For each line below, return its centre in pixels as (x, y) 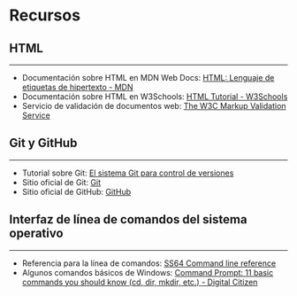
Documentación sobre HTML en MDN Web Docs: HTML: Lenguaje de (148, 78)
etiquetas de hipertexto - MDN (78, 87)
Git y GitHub (43, 143)
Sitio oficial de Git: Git (61, 182)
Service (36, 115)
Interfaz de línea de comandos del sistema (128, 219)
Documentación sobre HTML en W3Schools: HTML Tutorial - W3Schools (155, 97)
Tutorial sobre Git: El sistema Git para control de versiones (128, 173)
